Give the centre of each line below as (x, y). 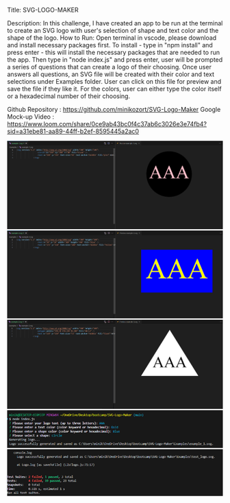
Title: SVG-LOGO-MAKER (43, 10)
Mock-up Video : (31, 117)
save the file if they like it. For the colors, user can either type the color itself (114, 89)
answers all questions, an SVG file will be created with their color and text (111, 74)
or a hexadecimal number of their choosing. (69, 96)
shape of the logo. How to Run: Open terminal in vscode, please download (112, 38)
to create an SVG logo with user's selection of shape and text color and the (113, 31)
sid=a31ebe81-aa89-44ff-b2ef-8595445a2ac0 (73, 131)
